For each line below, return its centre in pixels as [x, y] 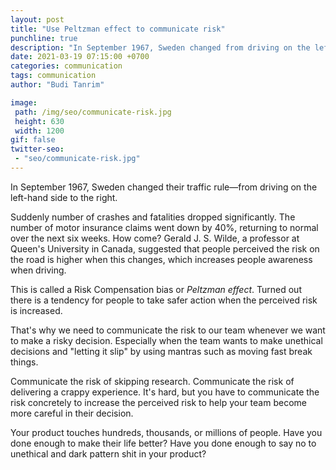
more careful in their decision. [72, 413]
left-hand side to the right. [64, 197]
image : [24, 102]
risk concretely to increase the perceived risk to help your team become [158, 402]
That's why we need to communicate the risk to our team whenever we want [168, 330]
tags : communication [53, 76]
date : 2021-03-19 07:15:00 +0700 [80, 57]
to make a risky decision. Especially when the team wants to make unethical [166, 340]
